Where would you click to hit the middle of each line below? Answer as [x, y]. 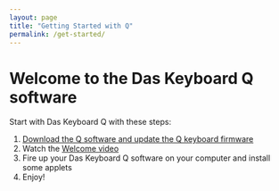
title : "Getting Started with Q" [71, 26]
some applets [47, 168]
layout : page [33, 17]
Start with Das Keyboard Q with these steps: [90, 122]
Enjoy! [33, 177]
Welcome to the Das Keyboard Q [131, 78]
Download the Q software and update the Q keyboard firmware [138, 139]
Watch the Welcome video [70, 149]
